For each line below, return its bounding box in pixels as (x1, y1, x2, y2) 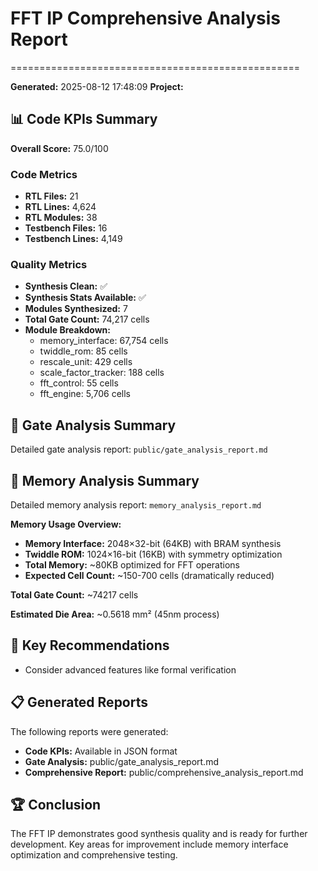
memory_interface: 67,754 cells (39, 335, 169, 347)
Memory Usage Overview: (10, 518, 122, 530)
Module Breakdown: (24, 324, 111, 336)
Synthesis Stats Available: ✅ (24, 292, 147, 304)
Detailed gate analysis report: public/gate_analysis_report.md (10, 443, 268, 456)
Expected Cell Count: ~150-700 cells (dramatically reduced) (24, 569, 275, 581)
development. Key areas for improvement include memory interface (10, 838, 289, 851)
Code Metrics (10, 167, 78, 181)
